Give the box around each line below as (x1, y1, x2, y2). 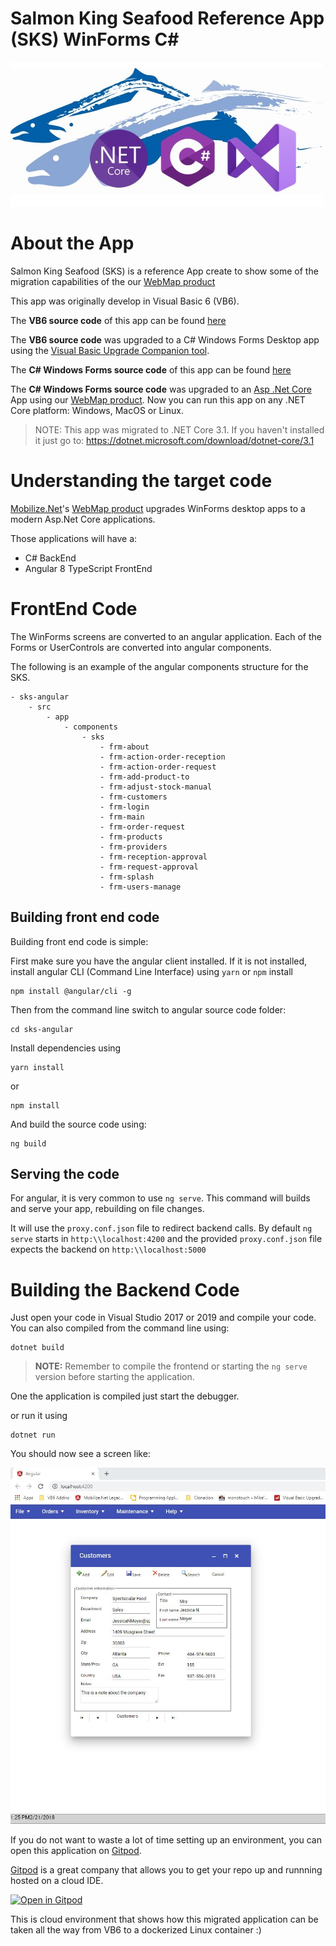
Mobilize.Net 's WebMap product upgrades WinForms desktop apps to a (10, 502, 306, 514)
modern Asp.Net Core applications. (10, 513, 156, 525)
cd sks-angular (10, 1024, 74, 1034)
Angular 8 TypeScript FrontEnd (24, 562, 153, 574)
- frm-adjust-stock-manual (99, 782, 213, 792)
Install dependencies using (10, 1042, 122, 1054)
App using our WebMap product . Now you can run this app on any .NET (10, 393, 306, 406)
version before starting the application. (34, 1371, 195, 1383)
